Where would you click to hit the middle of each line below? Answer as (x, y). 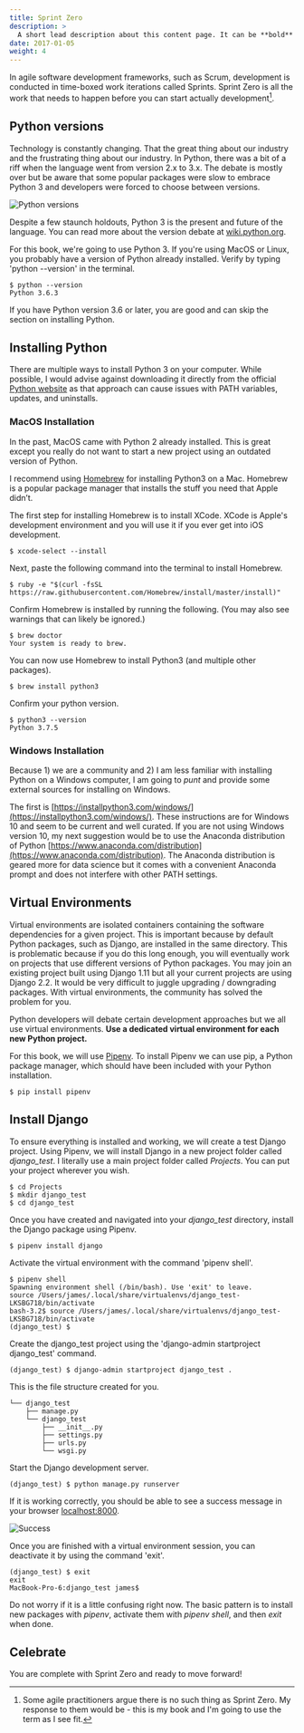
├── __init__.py (72, 1427)
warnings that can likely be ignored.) (77, 619)
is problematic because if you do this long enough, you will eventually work (149, 953)
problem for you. (41, 1001)
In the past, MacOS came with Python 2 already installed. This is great (140, 441)
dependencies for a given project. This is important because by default (142, 934)
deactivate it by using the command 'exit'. (87, 1555)
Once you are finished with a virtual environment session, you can (133, 1545)
